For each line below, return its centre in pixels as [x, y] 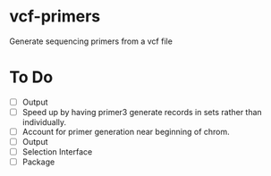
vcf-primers [55, 17]
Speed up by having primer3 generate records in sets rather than [142, 112]
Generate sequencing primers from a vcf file [91, 41]
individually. [44, 122]
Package [38, 162]
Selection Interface [57, 152]
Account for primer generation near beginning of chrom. [126, 132]
